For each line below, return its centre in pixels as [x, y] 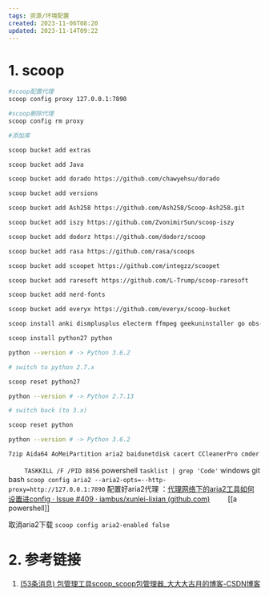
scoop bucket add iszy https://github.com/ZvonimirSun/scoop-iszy [121, 223]
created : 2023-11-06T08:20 [53, 23]
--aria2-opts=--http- [130, 480]
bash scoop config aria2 [50, 479]
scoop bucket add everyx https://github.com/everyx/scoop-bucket [119, 310]
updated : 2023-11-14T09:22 [53, 30]
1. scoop [36, 70]
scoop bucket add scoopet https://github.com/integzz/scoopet [114, 266]
